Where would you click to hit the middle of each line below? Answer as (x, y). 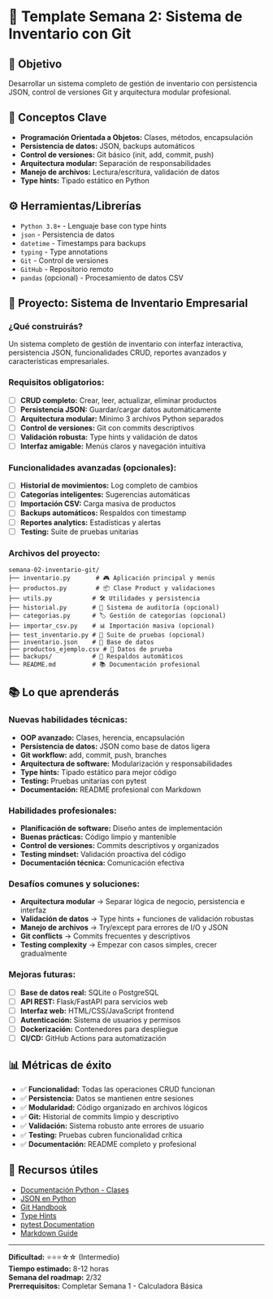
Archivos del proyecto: (54, 553)
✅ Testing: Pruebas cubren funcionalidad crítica (101, 1135)
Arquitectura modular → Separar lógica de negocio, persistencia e (132, 902)
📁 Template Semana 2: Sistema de (126, 17)
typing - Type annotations (64, 251)
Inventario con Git (70, 34)
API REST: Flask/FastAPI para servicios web (94, 1001)
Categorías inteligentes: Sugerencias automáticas (105, 495)
